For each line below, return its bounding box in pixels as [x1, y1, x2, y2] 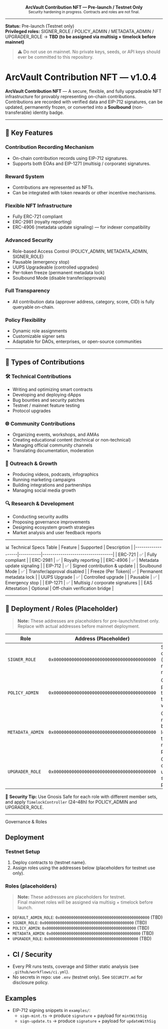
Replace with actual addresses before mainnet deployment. [17, 623, 140, 629]
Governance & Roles [5, 818, 47, 825]
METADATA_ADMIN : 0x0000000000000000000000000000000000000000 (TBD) [12, 930, 154, 936]
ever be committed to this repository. [17, 54, 94, 60]
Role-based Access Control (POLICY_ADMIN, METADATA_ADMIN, [12, 248, 148, 254]
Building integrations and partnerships [12, 482, 91, 488]
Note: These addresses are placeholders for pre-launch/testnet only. [17, 618, 160, 624]
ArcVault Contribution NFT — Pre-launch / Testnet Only [25, 5, 143, 10]
